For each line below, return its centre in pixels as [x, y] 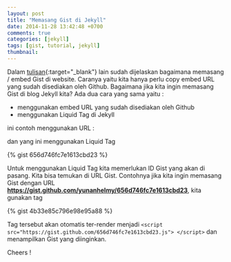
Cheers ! [19, 252]
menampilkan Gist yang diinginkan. [57, 238]
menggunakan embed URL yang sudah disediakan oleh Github [106, 107]
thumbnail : [23, 53]
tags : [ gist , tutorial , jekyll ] [53, 46]
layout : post [26, 13]
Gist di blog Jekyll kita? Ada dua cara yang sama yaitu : [86, 93]
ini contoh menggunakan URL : [51, 128]
